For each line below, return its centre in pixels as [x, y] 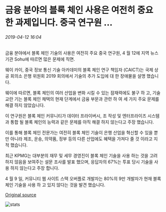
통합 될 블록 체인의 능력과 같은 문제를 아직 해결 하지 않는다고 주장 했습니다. [82, 122]
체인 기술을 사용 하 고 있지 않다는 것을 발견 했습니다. [55, 185]
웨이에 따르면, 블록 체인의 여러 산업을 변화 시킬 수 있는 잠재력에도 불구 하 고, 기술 [83, 93]
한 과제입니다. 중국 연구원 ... [59, 23]
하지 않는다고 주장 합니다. [35, 168]
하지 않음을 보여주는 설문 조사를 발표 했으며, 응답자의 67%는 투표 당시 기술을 [79, 162]
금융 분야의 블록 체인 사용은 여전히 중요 [79, 10]
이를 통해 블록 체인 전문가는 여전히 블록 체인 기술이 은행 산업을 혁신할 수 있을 [79, 133]
